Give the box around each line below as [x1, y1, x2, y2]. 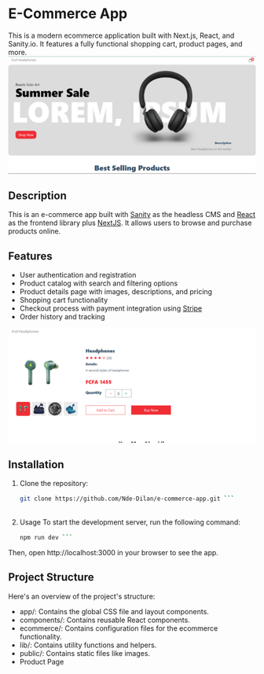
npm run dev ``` [19, 534, 73, 542]
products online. [8, 227, 61, 236]
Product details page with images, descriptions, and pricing [19, 287, 213, 296]
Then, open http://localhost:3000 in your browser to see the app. [8, 548, 218, 557]
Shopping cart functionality [19, 296, 108, 305]
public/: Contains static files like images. [19, 648, 151, 657]
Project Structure [8, 571, 94, 584]
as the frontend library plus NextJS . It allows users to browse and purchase [8, 218, 252, 228]
